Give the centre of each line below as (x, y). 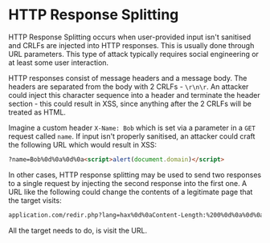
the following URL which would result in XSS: (83, 144)
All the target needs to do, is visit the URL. (78, 230)
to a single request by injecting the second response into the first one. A (128, 183)
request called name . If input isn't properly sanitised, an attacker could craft (132, 136)
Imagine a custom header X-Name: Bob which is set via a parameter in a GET (132, 128)
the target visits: (35, 200)
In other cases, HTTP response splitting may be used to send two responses (135, 175)
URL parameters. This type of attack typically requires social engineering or (134, 54)
